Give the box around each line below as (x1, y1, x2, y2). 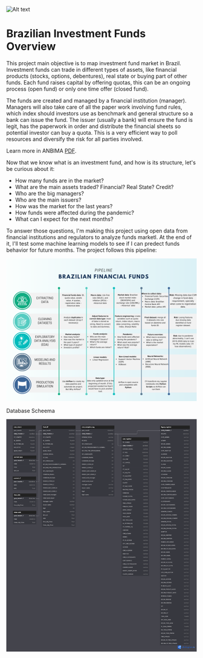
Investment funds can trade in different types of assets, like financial (6, 66, 177, 73)
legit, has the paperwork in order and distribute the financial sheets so (6, 123, 181, 130)
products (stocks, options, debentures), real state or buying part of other (6, 72, 187, 80)
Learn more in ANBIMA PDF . (6, 147, 77, 154)
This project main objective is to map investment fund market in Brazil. (6, 59, 181, 66)
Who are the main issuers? (14, 196, 82, 203)
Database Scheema (6, 407, 56, 414)
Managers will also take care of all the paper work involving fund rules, (6, 103, 182, 110)
